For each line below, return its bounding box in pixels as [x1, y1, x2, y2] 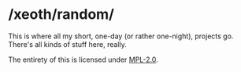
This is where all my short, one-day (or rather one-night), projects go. [8, 31, 234, 41]
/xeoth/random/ [8, 5, 114, 23]
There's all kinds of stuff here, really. [8, 39, 128, 49]
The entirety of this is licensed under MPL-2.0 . [8, 55, 159, 64]
